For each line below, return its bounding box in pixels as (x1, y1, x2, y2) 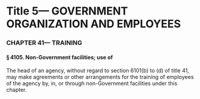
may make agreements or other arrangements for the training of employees (6, 74, 195, 81)
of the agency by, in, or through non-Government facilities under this (6, 80, 178, 87)
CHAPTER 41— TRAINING (6, 39, 83, 47)
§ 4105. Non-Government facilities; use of (6, 53, 113, 61)
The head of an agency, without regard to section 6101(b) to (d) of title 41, (6, 67, 189, 74)
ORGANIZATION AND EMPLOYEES (6, 17, 181, 31)
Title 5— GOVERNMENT (6, 4, 128, 18)
